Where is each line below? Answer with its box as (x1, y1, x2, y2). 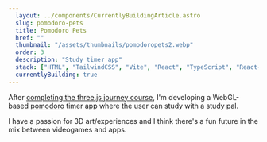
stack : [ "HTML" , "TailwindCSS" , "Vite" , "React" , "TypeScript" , (15, 63, 233, 71)
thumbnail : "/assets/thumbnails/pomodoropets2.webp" (15, 41, 194, 49)
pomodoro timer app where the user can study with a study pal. (30, 101, 239, 110)
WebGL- (212, 92, 240, 102)
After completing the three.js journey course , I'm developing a (8, 92, 211, 102)
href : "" (15, 33, 44, 42)
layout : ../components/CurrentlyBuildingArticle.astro (15, 11, 201, 20)
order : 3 (15, 48, 44, 56)
